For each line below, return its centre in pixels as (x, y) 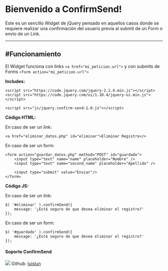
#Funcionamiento (33, 54)
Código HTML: (20, 117)
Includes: (15, 81)
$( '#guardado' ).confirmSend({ (39, 232)
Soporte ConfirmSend (28, 252)
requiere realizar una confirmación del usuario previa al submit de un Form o (84, 28)
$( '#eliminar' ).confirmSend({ (39, 205)
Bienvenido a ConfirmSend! (64, 9)
